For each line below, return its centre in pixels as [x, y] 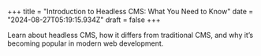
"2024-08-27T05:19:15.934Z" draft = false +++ [84, 20]
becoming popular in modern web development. [86, 43]
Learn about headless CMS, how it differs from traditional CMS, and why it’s [130, 35]
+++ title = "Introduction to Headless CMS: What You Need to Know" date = [130, 11]
